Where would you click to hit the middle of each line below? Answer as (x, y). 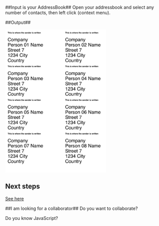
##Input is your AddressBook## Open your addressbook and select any (80, 7)
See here (15, 198)
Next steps (23, 186)
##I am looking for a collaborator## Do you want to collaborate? (72, 208)
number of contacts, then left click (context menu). (58, 13)
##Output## (18, 22)
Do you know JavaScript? (32, 218)
